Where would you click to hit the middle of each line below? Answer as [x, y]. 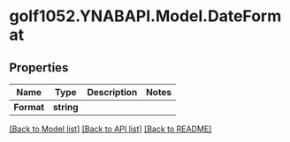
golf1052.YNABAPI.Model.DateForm [145, 16]
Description [112, 92]
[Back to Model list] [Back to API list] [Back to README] [111, 129]
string [65, 107]
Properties [39, 67]
